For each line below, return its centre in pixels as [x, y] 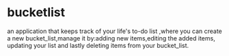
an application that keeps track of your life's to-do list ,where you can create [114, 31]
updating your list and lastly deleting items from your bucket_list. [98, 45]
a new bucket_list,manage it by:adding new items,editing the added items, [111, 38]
